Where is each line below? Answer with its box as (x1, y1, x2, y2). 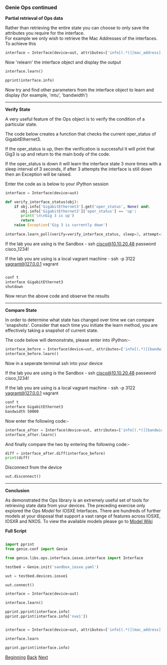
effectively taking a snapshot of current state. (5, 327, 98, 334)
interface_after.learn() (5, 432, 57, 437)
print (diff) (5, 455, 30, 460)
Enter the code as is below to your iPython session (5, 181, 109, 187)
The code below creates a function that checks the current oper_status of (5, 131, 157, 137)
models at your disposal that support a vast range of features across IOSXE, (5, 513, 161, 519)
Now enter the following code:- (5, 418, 69, 424)
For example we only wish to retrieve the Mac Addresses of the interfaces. (5, 35, 158, 41)
